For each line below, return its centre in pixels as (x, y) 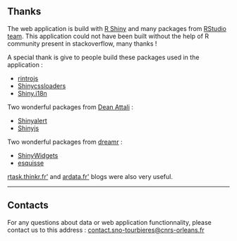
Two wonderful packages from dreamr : (65, 142)
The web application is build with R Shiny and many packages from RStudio (117, 28)
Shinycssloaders (42, 86)
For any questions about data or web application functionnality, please (109, 222)
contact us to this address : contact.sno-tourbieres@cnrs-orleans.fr (106, 230)
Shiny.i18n (32, 93)
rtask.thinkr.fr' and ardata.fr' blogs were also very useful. (90, 176)
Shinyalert (32, 121)
